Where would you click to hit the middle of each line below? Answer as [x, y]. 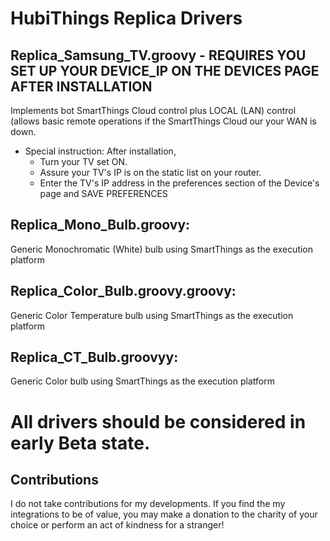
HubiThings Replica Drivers [126, 18]
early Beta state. [80, 443]
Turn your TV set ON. [83, 161]
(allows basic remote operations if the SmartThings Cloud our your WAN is [163, 121]
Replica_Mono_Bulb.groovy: [100, 225]
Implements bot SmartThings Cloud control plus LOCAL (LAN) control [153, 110]
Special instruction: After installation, [100, 151]
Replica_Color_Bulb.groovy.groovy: [123, 291]
